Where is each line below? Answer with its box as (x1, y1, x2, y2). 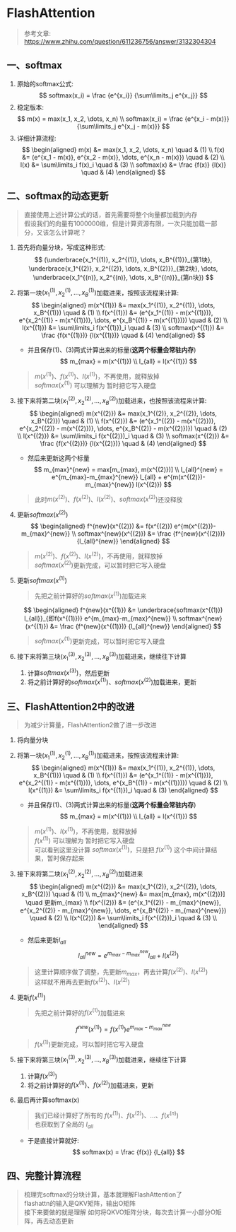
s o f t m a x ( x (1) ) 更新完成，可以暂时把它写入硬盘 (34, 635, 165, 645)
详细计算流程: (16, 134, 57, 142)
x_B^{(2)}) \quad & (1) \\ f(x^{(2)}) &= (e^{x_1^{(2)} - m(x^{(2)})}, (30, 416, 216, 425)
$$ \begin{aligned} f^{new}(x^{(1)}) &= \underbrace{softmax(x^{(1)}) (23, 606, 223, 614)
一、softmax (6, 59, 63, 71)
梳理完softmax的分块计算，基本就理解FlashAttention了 (23, 1190, 183, 1199)
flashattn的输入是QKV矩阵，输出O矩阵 (23, 1199, 136, 1207)
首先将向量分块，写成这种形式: (16, 242, 106, 252)
